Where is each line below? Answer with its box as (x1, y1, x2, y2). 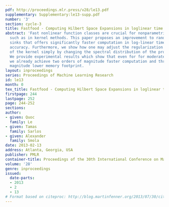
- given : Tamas (5, 124, 37, 129)
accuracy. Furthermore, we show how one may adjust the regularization (10, 45, 163, 50)
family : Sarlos (10, 129, 42, 134)
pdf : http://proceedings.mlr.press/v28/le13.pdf (5, 7, 109, 13)
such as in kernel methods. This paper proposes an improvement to (10, 36, 154, 41)
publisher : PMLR (5, 152, 39, 157)
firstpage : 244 (5, 91, 37, 96)
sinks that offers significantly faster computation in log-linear (10, 40, 154, 45)
